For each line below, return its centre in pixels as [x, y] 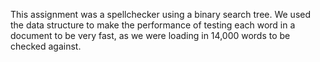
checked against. [46, 46]
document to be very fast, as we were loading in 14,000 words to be [150, 35]
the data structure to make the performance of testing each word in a [153, 25]
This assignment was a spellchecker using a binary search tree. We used [161, 14]
